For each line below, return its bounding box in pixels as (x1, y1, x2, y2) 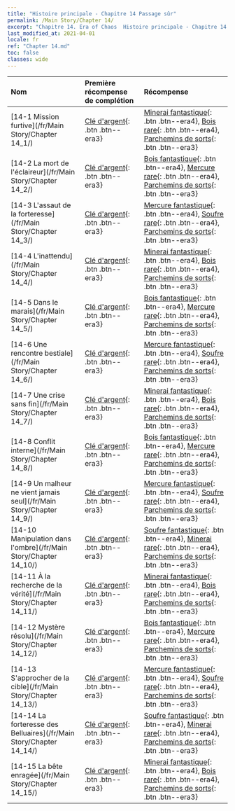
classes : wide (7, 56, 49, 63)
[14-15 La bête (10, 761, 63, 771)
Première (85, 78, 116, 88)
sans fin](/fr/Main (10, 398, 69, 408)
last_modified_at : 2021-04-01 (7, 29, 96, 37)
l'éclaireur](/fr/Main (10, 167, 76, 176)
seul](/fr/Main (10, 496, 57, 506)
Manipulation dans (10, 534, 72, 543)
